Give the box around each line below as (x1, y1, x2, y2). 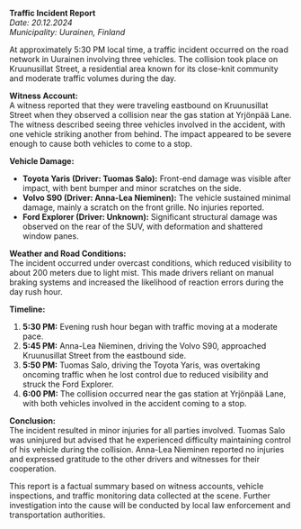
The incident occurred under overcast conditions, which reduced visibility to (9, 258, 292, 269)
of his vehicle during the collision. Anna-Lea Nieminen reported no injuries (9, 444, 285, 454)
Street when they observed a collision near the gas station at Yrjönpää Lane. (9, 110, 292, 120)
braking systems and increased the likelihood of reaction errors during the (9, 277, 285, 287)
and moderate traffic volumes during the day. (9, 73, 177, 84)
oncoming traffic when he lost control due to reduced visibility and (22, 369, 269, 379)
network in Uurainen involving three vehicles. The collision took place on (9, 54, 279, 64)
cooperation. (9, 463, 57, 474)
